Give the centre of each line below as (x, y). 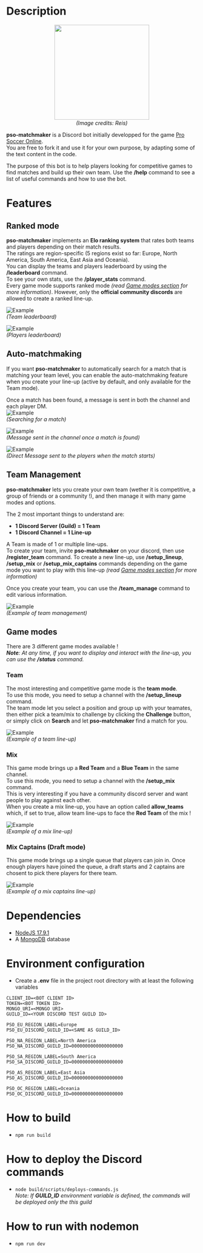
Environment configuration (76, 964)
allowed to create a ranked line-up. (50, 298)
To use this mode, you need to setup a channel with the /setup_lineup (94, 695)
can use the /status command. (45, 659)
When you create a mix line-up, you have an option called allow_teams (95, 806)
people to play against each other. (49, 800)
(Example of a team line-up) (42, 739)
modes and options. (31, 502)
